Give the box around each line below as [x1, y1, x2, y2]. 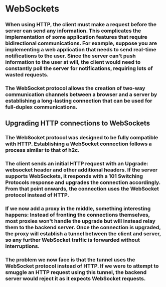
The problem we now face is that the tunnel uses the [5, 256, 135, 263]
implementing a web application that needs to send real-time [5, 46, 156, 53]
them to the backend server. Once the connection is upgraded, [5, 224, 161, 231]
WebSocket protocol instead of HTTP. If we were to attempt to [5, 262, 159, 269]
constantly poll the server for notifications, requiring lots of [5, 65, 153, 72]
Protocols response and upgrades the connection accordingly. [5, 179, 160, 186]
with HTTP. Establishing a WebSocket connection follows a [5, 140, 152, 147]
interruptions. [5, 243, 40, 250]
